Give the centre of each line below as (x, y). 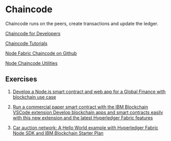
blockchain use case (34, 97)
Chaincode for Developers (33, 33)
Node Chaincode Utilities (31, 63)
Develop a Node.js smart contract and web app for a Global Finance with (89, 91)
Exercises (21, 79)
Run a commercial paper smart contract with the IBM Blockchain (80, 107)
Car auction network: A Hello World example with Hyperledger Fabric (86, 127)
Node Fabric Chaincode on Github (41, 53)
